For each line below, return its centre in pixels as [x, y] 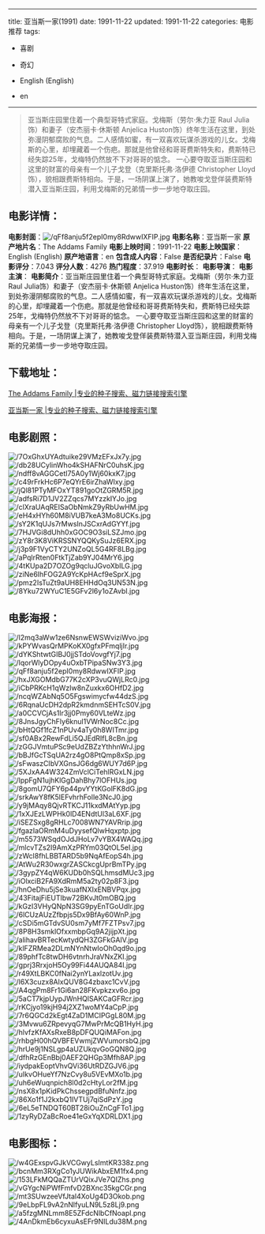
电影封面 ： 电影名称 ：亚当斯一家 [125, 236]
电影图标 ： [34, 1143]
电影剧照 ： [34, 438]
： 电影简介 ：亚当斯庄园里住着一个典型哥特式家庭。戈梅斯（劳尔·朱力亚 [138, 276]
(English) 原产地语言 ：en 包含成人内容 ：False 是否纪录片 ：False [138, 256]
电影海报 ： [34, 618]
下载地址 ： [34, 373]
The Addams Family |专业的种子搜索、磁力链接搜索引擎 [98, 393]
